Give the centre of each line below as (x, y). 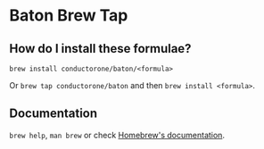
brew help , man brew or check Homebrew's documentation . (117, 135)
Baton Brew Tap (69, 16)
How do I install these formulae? (100, 49)
